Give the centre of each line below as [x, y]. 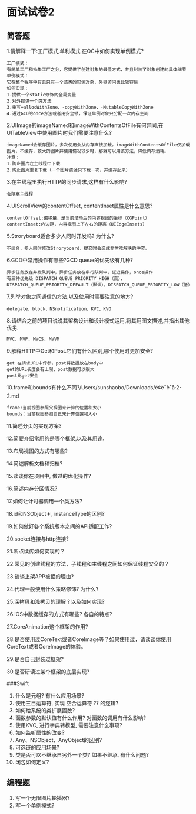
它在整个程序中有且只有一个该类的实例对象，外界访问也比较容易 [72, 82]
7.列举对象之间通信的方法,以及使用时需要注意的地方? [70, 297]
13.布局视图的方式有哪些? [37, 451]
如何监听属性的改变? [40, 732]
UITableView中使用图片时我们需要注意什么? [59, 133]
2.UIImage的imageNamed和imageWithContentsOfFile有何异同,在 [85, 125]
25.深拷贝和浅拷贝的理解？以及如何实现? [56, 601]
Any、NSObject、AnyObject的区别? [59, 740]
